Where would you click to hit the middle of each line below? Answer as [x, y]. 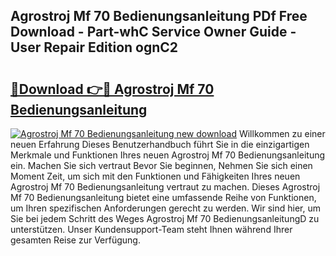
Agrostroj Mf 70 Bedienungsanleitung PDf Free [159, 16]
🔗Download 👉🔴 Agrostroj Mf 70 [112, 89]
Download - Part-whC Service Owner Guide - [153, 32]
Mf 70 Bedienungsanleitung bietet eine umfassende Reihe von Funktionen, [163, 197]
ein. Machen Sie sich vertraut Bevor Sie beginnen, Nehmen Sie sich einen [161, 165]
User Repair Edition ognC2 [94, 47]
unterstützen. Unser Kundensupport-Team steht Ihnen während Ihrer [151, 229]
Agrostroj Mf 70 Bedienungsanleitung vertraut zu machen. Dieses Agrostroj [165, 187]
